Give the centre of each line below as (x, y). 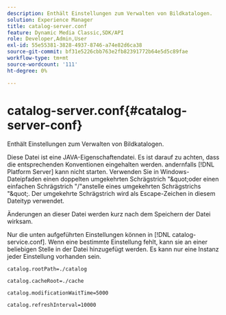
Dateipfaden (25, 179)
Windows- (175, 172)
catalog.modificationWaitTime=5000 (58, 293)
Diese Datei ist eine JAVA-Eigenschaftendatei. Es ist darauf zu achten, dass (113, 157)
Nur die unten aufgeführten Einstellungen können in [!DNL (89, 235)
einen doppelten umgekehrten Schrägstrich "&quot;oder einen (131, 179)
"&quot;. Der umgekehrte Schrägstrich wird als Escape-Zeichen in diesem (111, 194)
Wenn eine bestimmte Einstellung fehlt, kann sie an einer (127, 242)
